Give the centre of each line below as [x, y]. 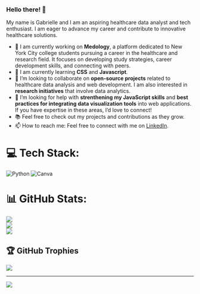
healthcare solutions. [32, 35]
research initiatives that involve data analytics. [73, 91]
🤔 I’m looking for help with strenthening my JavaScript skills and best [101, 97]
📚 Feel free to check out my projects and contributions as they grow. [99, 117]
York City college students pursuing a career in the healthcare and [96, 53]
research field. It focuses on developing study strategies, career [93, 60]
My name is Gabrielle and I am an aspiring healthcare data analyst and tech [99, 23]
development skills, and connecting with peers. [73, 66]
